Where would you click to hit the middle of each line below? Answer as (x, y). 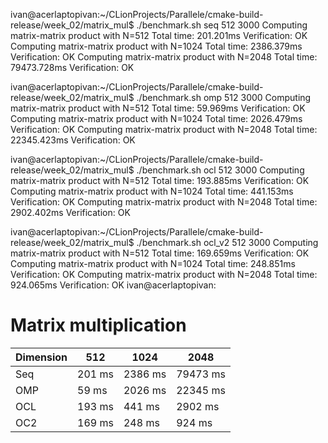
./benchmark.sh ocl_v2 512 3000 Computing (227, 242)
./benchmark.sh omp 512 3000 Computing (224, 97)
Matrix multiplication (98, 325)
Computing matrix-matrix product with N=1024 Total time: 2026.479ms (156, 118)
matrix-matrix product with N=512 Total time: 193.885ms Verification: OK (160, 180)
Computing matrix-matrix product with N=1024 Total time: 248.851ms (153, 263)
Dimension (41, 357)
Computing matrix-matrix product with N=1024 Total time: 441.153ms (152, 191)
